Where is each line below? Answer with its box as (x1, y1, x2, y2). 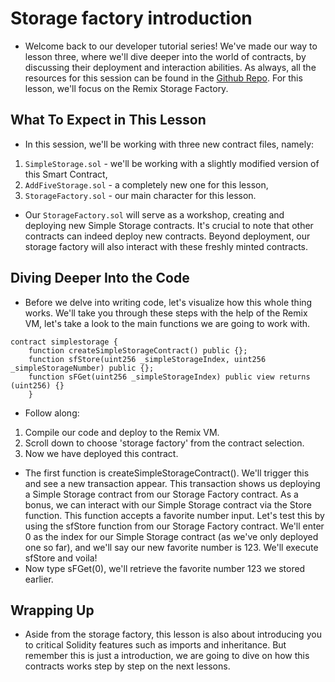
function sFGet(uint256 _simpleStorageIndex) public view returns (28, 372, 311, 382)
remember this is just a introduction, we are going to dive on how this (24, 650, 310, 662)
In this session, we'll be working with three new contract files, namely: (24, 138, 315, 150)
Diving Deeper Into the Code (10, 270, 190, 287)
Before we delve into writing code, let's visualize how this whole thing (24, 296, 313, 308)
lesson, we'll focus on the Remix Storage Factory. (24, 82, 229, 94)
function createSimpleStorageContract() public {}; (28, 345, 248, 356)
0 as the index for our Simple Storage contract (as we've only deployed (24, 530, 319, 542)
